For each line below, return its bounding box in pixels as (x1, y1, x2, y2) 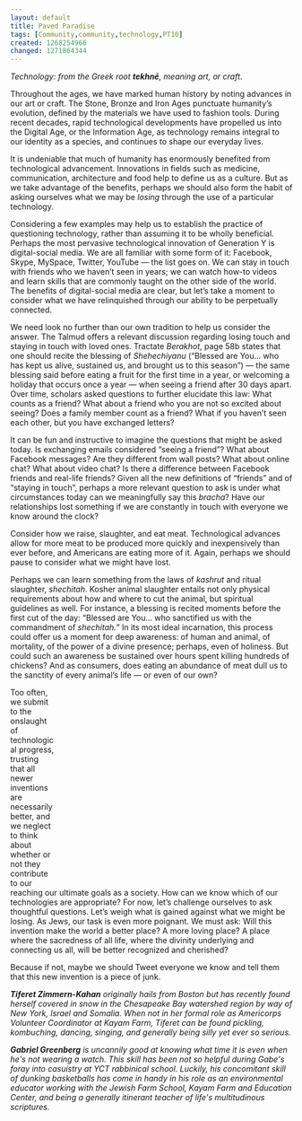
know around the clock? (10, 511, 99, 521)
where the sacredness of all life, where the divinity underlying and (10, 935, 255, 946)
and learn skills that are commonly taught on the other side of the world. (10, 276, 277, 287)
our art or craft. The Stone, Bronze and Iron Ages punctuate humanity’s (10, 98, 272, 109)
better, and (10, 811, 50, 822)
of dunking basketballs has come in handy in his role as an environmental (10, 1073, 283, 1084)
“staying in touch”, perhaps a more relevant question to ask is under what (10, 482, 280, 494)
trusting (10, 754, 39, 765)
